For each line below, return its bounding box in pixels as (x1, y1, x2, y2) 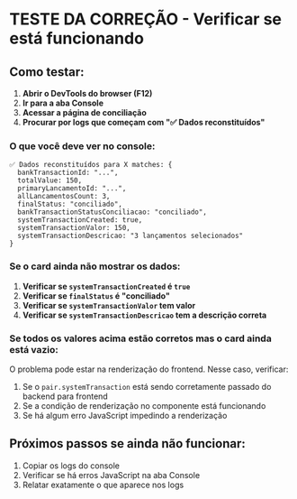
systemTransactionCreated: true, (17, 216, 143, 225)
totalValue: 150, (17, 176, 83, 185)
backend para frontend (22, 391, 108, 402)
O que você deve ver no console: (9, 140, 156, 152)
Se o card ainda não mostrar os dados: (9, 260, 181, 273)
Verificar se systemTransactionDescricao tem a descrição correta (22, 310, 267, 320)
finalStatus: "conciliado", (17, 199, 123, 209)
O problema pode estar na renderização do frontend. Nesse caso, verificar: (9, 364, 289, 374)
